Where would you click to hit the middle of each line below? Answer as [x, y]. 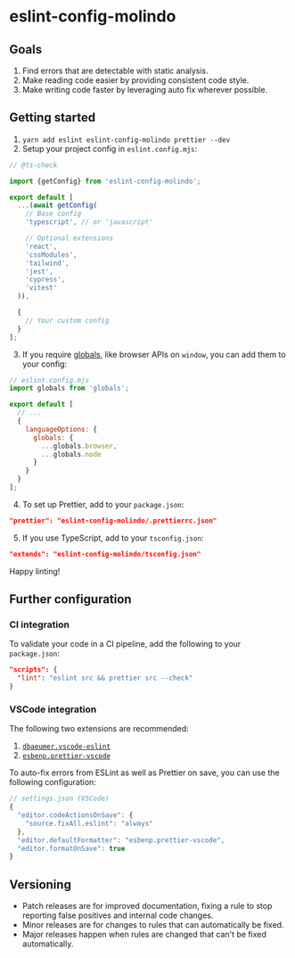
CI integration [39, 624]
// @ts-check [33, 165]
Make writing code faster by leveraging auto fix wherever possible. [145, 90]
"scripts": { [33, 670]
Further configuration [70, 599]
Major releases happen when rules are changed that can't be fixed [144, 935]
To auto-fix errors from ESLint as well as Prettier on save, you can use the [144, 772]
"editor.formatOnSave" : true [71, 848]
